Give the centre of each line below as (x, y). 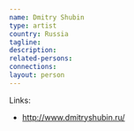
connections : (33, 67)
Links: (20, 100)
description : (33, 50)
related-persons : (41, 58)
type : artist (33, 26)
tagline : (25, 42)
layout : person (37, 75)
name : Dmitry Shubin (47, 17)
